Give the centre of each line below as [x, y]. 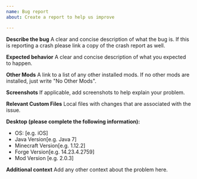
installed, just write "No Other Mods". [51, 81]
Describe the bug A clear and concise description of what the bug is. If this [98, 39]
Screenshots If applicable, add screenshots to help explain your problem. [96, 92]
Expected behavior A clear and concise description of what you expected [96, 57]
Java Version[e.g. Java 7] [45, 139]
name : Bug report [27, 12]
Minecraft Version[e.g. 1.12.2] [50, 145]
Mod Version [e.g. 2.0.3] [44, 158]
